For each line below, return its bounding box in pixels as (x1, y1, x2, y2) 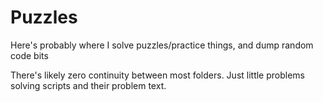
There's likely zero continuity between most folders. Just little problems (10, 69, 306, 81)
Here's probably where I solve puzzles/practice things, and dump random (10, 39, 314, 51)
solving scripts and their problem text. (10, 79, 167, 91)
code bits (10, 49, 49, 61)
